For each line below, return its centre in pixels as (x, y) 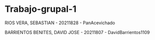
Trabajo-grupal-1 (41, 9)
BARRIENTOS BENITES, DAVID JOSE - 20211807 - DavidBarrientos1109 (77, 32)
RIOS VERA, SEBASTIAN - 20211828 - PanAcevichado (60, 23)
